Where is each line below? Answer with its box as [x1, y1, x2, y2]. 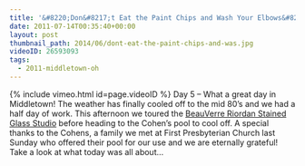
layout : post [9, 30, 59, 39]
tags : [9, 55, 30, 64]
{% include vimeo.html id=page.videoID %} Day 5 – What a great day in [9, 88, 277, 100]
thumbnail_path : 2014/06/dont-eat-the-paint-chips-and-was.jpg [9, 38, 254, 48]
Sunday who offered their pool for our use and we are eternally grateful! [9, 137, 279, 148]
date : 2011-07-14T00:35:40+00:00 [9, 22, 136, 31]
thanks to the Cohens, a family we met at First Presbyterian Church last [9, 127, 276, 138]
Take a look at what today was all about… [9, 146, 164, 157]
